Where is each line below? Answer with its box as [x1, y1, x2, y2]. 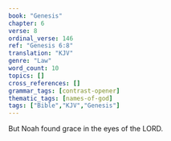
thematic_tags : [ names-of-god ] [8, 94, 113, 102]
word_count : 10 [8, 64, 59, 73]
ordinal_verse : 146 [8, 34, 74, 43]
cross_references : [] [8, 79, 81, 87]
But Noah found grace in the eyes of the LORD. [8, 124, 163, 134]
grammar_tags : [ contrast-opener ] [8, 86, 120, 95]
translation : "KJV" [8, 49, 74, 57]
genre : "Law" [8, 57, 52, 65]
